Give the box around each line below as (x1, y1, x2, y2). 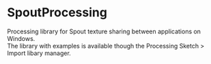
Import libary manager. (7, 49, 72, 57)
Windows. (7, 34, 36, 42)
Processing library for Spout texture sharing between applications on (7, 27, 201, 35)
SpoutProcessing (7, 5, 108, 20)
